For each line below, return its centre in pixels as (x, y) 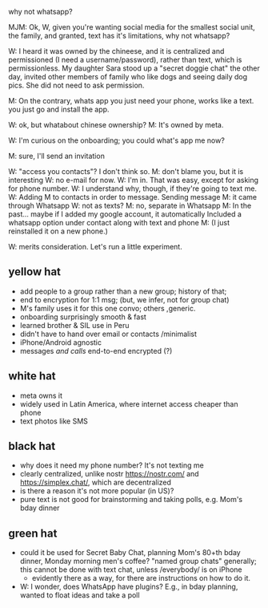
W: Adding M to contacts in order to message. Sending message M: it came (133, 197)
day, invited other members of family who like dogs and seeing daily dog (128, 77)
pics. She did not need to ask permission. (76, 85)
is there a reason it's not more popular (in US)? (97, 491)
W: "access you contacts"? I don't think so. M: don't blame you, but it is (126, 171)
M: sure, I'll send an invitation (57, 156)
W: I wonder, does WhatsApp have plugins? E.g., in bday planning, (129, 587)
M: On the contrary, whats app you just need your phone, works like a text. (131, 101)
